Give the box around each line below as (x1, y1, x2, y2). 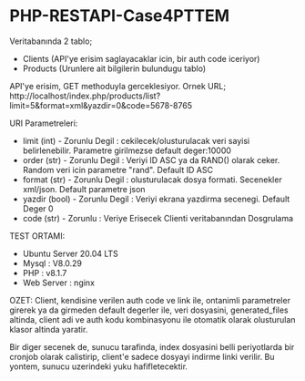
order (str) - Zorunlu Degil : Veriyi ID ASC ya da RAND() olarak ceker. (22, 154, 280, 165)
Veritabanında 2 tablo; (9, 36, 93, 46)
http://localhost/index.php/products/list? (9, 90, 161, 101)
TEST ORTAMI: (9, 230, 66, 242)
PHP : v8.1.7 (22, 267, 67, 278)
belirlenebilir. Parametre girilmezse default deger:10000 (22, 145, 232, 156)
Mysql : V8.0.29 (22, 257, 83, 269)
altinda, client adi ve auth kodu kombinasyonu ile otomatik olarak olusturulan (9, 314, 296, 324)
